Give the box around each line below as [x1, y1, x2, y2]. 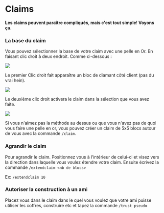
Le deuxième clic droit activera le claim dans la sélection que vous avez [5, 96, 149, 102]
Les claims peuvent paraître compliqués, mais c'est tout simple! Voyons [5, 20, 155, 26]
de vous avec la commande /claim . [5, 131, 76, 136]
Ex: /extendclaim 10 [5, 174, 46, 180]
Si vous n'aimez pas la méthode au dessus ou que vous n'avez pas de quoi [5, 120, 157, 126]
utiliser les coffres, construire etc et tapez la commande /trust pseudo [5, 202, 148, 208]
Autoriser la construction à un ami [5, 186, 88, 193]
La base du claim [5, 37, 46, 44]
